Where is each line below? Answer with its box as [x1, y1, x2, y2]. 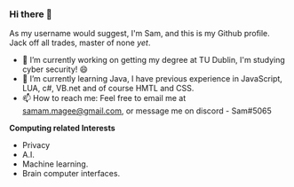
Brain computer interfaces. [21, 168, 121, 179]
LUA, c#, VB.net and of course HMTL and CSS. [21, 83, 195, 94]
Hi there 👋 [9, 8, 53, 20]
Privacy [21, 140, 51, 151]
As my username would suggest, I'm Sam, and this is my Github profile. [9, 28, 271, 39]
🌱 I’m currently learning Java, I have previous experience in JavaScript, [21, 74, 282, 84]
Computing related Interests [9, 123, 115, 134]
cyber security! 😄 [21, 64, 89, 74]
